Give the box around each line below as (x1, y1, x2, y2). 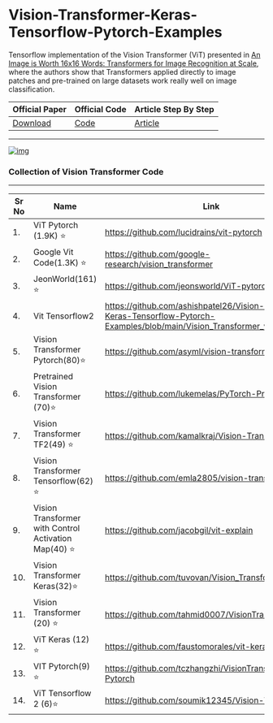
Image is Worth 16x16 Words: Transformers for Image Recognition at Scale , (8, 58, 259, 68)
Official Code (74, 103, 127, 115)
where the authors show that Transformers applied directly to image (8, 67, 236, 76)
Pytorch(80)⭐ (33, 355, 87, 366)
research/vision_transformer (104, 258, 214, 270)
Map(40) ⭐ (33, 543, 76, 555)
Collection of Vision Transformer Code (8, 166, 164, 177)
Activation (33, 533, 72, 544)
